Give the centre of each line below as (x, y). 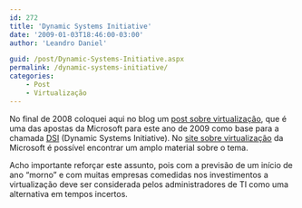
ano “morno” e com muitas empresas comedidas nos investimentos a (139, 175)
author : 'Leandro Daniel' (58, 43)
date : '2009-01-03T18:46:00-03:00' (77, 34)
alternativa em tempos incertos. (69, 194)
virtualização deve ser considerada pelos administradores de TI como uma (149, 184)
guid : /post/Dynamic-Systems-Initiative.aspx (97, 60)
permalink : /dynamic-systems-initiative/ (89, 68)
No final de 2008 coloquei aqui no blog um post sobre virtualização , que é (148, 118)
